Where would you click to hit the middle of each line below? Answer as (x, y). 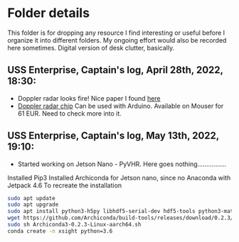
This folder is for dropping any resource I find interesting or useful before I (116, 33)
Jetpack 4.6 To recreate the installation (65, 185)
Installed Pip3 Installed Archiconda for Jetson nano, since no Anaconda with (119, 177)
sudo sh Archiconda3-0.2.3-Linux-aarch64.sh (74, 225)
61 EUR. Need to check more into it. (70, 113)
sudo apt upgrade (33, 205)
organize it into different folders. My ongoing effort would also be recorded (117, 40)
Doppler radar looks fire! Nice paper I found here (89, 98)
